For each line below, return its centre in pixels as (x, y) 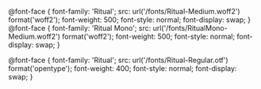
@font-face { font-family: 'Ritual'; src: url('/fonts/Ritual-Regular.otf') (118, 60)
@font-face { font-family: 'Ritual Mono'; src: (80, 28)
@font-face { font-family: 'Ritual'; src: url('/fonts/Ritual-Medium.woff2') (124, 11)
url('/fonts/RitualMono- (190, 28)
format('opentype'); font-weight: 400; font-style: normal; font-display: (123, 69)
